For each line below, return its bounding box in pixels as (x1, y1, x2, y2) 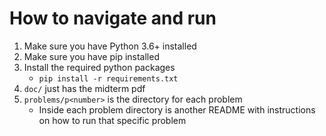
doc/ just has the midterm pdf (23, 82, 146, 94)
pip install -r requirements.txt (38, 73, 179, 84)
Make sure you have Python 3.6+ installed (23, 40, 197, 52)
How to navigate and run (9, 7, 217, 30)
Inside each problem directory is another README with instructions (38, 103, 316, 116)
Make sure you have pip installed (23, 50, 160, 62)
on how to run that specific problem (38, 114, 187, 126)
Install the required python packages (23, 61, 176, 73)
